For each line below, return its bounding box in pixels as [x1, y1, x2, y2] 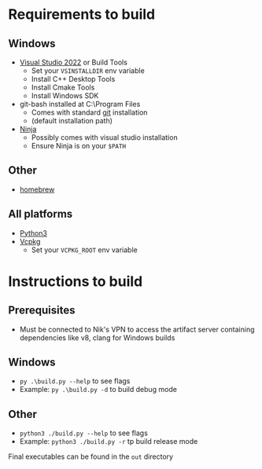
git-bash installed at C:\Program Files [19, 100, 141, 108]
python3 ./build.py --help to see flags [19, 428, 148, 438]
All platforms [8, 207, 73, 221]
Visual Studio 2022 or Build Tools [19, 57, 128, 67]
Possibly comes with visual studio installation [31, 133, 179, 142]
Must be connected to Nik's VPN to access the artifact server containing [19, 324, 255, 334]
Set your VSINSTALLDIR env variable [31, 66, 146, 75]
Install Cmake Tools [31, 82, 95, 92]
